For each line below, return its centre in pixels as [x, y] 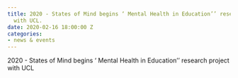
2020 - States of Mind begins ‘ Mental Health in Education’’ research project [119, 60]
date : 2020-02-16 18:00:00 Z [50, 27]
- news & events [31, 40]
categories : [25, 34]
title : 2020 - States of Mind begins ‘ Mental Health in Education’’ [112, 14]
